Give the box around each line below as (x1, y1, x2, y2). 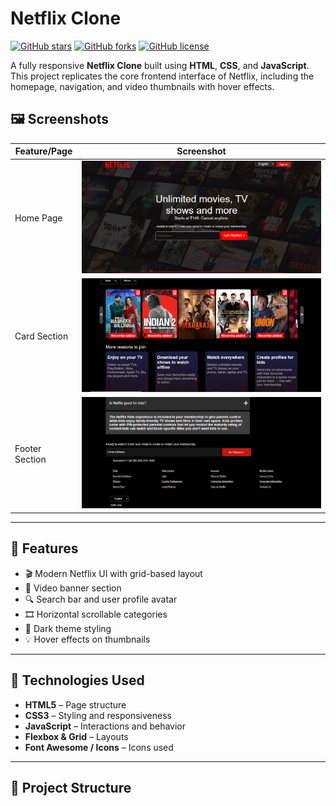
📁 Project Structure (10, 779, 132, 796)
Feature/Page (14, 145, 73, 157)
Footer (14, 442, 42, 454)
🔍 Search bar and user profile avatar (24, 593, 178, 605)
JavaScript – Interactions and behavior (24, 720, 187, 732)
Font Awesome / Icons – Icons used (24, 741, 174, 753)
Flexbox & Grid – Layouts (24, 730, 129, 742)
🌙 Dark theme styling (24, 622, 112, 634)
